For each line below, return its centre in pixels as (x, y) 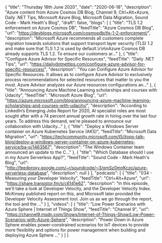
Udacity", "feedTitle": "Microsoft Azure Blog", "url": (56, 95)
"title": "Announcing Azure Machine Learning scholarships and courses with (81, 90)
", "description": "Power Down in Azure (105, 220)
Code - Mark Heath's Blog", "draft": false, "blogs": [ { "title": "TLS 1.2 (74, 22)
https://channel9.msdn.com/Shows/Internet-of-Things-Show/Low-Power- (81, 214)
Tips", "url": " (18, 64)
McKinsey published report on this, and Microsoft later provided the (73, 194)
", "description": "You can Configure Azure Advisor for (99, 69)
